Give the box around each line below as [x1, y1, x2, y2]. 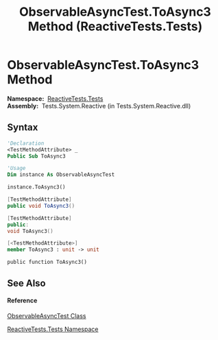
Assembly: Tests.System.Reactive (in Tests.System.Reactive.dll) [7, 101, 191, 110]
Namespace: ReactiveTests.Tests [7, 94, 104, 103]
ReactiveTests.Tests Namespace [7, 325, 99, 333]
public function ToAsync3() [7, 258, 88, 266]
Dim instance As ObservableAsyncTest [7, 171, 115, 178]
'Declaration [7, 140, 45, 147]
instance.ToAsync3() [7, 184, 66, 191]
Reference [7, 296, 38, 305]
